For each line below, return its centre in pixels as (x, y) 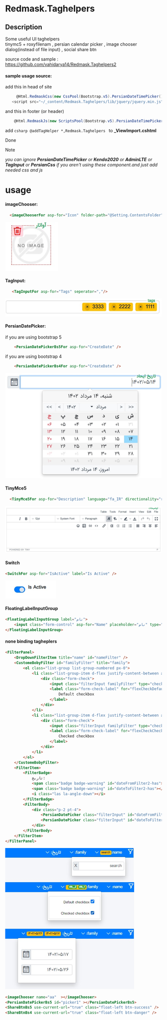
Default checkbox (76, 694)
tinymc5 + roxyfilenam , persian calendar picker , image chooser (71, 44)
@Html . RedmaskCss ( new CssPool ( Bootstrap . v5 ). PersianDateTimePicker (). (91, 97)
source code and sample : (32, 59)
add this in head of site (29, 87)
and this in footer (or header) (35, 111)
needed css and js (24, 170)
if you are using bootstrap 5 (34, 337)
